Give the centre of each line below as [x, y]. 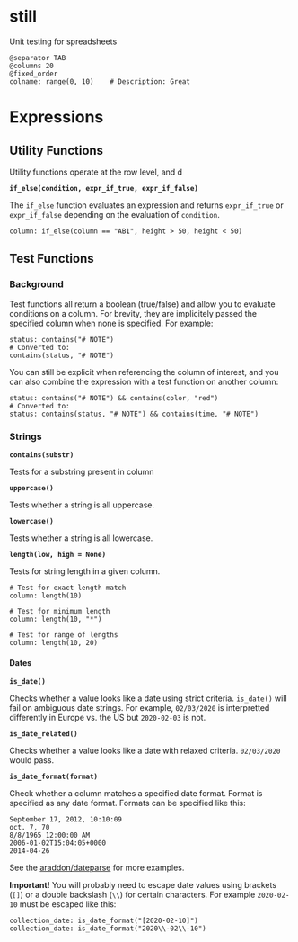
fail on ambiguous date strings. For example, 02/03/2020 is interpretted [140, 708]
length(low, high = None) [57, 554]
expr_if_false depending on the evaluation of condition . [114, 214]
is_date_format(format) [54, 777]
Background [37, 284]
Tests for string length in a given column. [85, 571]
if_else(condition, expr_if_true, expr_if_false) [104, 188]
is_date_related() [44, 734]
